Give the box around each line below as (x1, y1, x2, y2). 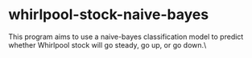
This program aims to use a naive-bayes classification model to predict (8, 32, 244, 41)
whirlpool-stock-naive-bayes (8, 6, 209, 24)
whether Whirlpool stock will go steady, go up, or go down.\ (8, 40, 207, 49)
